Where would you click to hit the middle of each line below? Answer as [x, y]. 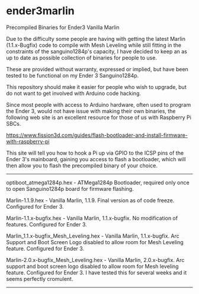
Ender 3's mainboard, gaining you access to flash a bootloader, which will [96, 159]
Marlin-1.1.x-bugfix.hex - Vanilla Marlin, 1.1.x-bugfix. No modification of [92, 218]
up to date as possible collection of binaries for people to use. [81, 57]
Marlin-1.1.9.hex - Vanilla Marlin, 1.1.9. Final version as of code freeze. [90, 200]
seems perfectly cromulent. [40, 279]
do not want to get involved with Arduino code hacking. [73, 93]
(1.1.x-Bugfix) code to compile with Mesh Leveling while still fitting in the [94, 45]
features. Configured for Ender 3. [46, 224]
